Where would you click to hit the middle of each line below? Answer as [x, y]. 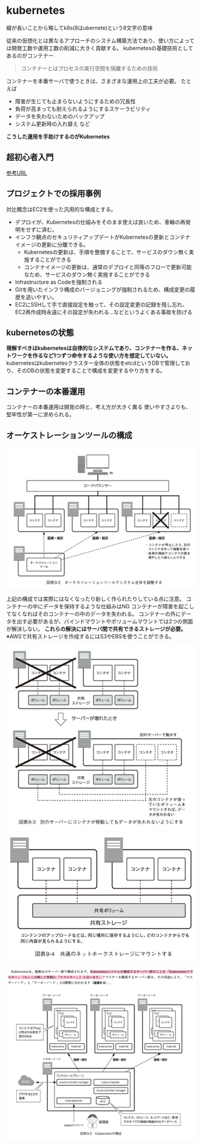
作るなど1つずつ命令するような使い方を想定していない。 [102, 356]
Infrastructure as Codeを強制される [59, 282]
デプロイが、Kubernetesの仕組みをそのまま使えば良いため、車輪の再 [100, 222]
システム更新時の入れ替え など [52, 124]
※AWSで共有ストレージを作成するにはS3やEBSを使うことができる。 [91, 636]
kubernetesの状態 [40, 333]
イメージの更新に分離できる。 [52, 244]
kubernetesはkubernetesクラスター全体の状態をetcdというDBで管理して [96, 363]
